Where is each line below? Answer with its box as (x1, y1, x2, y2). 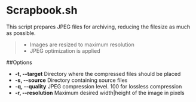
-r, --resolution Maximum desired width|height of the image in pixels (14, 89, 185, 96)
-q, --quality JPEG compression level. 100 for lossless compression (14, 82, 182, 90)
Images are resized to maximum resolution (29, 41, 134, 48)
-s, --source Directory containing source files (14, 76, 128, 84)
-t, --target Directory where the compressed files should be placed (14, 70, 181, 77)
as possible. (6, 29, 36, 36)
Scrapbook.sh (6, 4, 78, 17)
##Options (6, 59, 33, 66)
